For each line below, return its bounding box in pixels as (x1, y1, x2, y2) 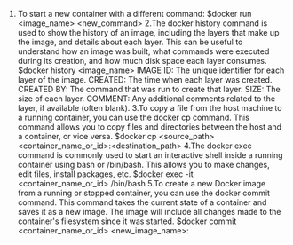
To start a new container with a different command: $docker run (17, 9, 252, 19)
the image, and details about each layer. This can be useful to (17, 36, 243, 47)
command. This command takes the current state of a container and (17, 197, 267, 208)
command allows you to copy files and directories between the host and (17, 122, 282, 132)
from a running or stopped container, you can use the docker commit (17, 187, 271, 198)
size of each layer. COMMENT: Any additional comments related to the (17, 93, 276, 104)
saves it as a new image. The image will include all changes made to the (17, 207, 281, 217)
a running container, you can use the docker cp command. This (17, 112, 250, 122)
